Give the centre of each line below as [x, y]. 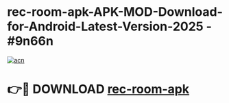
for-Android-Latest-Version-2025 [105, 26]
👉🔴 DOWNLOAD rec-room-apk [98, 89]
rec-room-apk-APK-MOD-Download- [115, 12]
